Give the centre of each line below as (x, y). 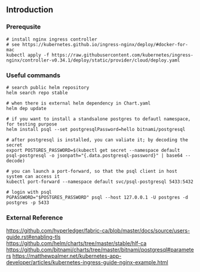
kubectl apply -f (28, 55)
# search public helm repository (48, 87)
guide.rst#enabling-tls (33, 237)
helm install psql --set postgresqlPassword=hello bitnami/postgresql (96, 129)
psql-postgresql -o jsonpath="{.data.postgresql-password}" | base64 (95, 155)
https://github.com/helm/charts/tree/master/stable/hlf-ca (76, 243)
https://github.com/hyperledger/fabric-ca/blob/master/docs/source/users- (98, 231)
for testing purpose (32, 124)
